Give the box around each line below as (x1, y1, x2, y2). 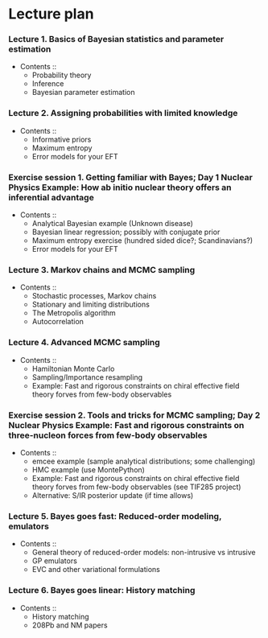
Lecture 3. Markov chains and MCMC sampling (8, 265, 196, 275)
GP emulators (31, 556, 78, 566)
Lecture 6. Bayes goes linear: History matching (8, 585, 196, 596)
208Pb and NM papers (31, 620, 108, 630)
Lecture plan (8, 5, 94, 23)
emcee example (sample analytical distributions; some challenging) (31, 456, 256, 466)
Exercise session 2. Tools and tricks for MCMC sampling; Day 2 (8, 410, 261, 421)
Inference (31, 79, 64, 88)
